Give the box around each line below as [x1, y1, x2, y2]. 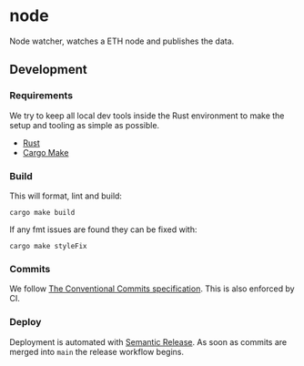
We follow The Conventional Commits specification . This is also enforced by [9, 283, 295, 294]
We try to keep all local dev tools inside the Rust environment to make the [9, 110, 285, 121]
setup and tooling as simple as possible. [9, 119, 160, 130]
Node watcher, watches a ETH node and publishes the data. [9, 36, 235, 46]
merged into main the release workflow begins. [9, 346, 185, 357]
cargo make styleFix [9, 241, 88, 250]
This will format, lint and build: [9, 190, 123, 201]
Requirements [9, 89, 74, 102]
